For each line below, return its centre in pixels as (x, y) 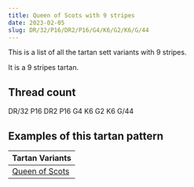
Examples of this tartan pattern (86, 136)
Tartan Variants (42, 158)
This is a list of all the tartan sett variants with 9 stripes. (97, 53)
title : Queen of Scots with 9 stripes (71, 15)
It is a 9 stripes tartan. (44, 68)
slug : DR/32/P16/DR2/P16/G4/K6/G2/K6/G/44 (79, 30)
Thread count (42, 92)
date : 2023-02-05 (37, 23)
